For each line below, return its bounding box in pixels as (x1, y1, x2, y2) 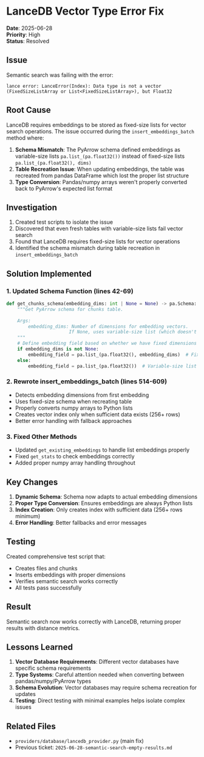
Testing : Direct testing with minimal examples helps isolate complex (15, 697, 185, 705)
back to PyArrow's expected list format (15, 185, 113, 192)
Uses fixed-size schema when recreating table (15, 397, 132, 405)
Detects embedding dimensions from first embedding (15, 391, 149, 399)
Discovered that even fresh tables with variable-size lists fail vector (15, 225, 183, 232)
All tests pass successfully (15, 584, 82, 591)
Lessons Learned (6, 642, 73, 652)
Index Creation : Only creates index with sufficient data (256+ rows (15, 506, 183, 513)
